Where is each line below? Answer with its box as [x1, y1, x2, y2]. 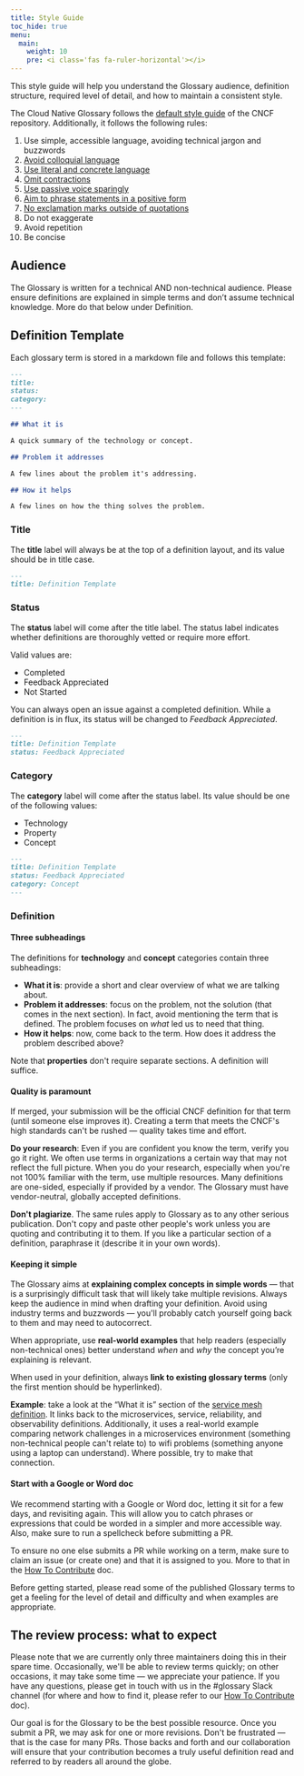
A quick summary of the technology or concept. [10, 436, 194, 446]
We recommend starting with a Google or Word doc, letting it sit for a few [10, 1498, 284, 1510]
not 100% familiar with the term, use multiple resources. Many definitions [10, 1172, 284, 1183]
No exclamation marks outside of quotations [23, 203, 190, 214]
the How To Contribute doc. [10, 1564, 114, 1575]
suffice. [10, 1065, 39, 1076]
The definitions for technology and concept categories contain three [10, 952, 270, 964]
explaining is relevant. [10, 1354, 92, 1365]
